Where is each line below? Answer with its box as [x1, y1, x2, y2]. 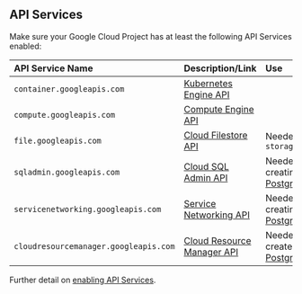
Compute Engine [183, 102, 254, 115]
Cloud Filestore [183, 129, 248, 141]
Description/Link [183, 62, 257, 75]
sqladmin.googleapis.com [13, 166, 120, 177]
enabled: [9, 40, 42, 51]
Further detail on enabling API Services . [9, 274, 156, 285]
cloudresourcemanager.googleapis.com [13, 241, 175, 251]
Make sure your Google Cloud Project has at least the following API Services [9, 31, 292, 41]
